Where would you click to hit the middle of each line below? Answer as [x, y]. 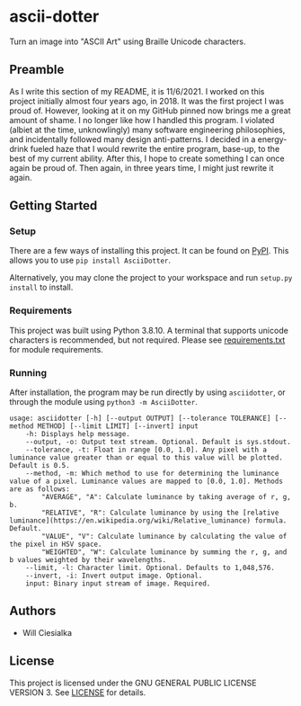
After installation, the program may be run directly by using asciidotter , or [147, 392]
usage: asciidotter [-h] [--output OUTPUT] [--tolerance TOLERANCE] [140, 419]
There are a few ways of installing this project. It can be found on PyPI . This [149, 251]
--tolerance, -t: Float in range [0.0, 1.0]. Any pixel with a [146, 450]
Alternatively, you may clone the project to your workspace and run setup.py [151, 278]
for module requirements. [56, 349]
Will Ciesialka [47, 632]
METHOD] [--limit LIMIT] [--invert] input [118, 426]
